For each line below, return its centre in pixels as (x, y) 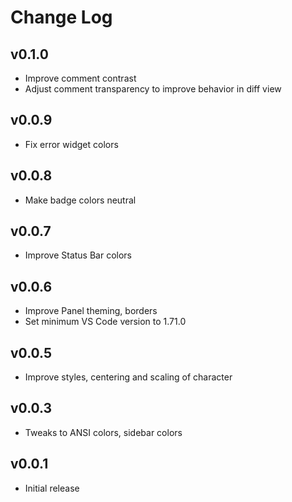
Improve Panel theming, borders (91, 311)
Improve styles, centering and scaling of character (128, 377)
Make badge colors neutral (80, 200)
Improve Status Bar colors (78, 255)
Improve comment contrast (80, 78)
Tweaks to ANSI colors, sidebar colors (103, 432)
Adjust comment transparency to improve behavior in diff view (153, 89)
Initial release (52, 488)
